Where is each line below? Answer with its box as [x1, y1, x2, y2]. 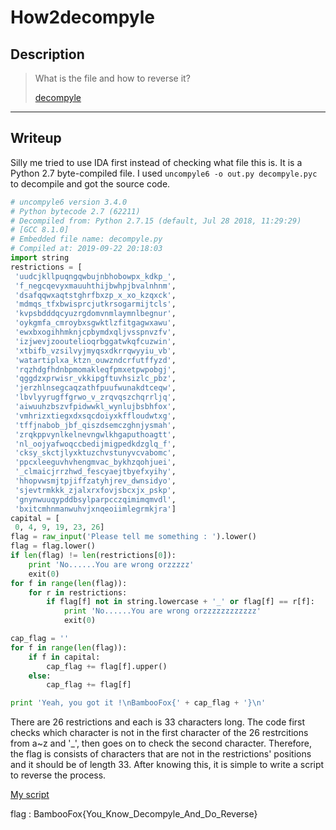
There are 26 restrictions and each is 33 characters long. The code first [10, 716, 306, 728]
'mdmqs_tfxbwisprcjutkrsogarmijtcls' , [14, 299, 177, 310]
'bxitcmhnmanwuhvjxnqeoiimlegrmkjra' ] [14, 504, 177, 514]
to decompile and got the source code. [10, 177, 171, 190]
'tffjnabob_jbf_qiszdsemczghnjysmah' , [14, 420, 177, 430]
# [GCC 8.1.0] [10, 225, 70, 235]
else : [28, 671, 52, 681]
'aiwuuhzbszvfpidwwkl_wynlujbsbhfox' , [14, 402, 177, 412]
